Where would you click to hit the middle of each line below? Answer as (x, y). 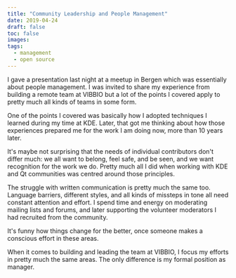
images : (19, 40)
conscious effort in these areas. (53, 238)
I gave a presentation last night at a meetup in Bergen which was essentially (117, 79)
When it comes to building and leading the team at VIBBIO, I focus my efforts (118, 252)
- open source (34, 60)
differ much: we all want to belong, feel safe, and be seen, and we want (111, 159)
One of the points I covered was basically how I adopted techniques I (107, 115)
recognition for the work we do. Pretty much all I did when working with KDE (118, 166)
